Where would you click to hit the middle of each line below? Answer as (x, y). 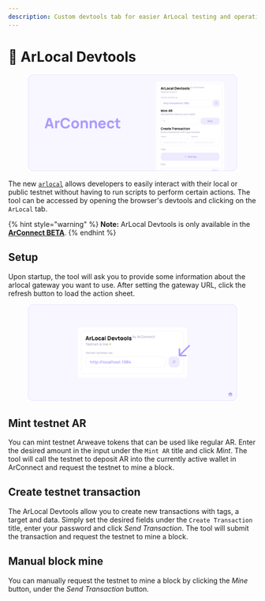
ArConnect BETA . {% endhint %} (62, 232)
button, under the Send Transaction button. (79, 588)
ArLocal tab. (28, 209)
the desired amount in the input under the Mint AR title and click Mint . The (128, 451)
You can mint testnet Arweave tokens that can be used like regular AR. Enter (132, 442)
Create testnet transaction (75, 492)
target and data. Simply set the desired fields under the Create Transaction (131, 520)
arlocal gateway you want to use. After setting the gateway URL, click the (127, 285)
